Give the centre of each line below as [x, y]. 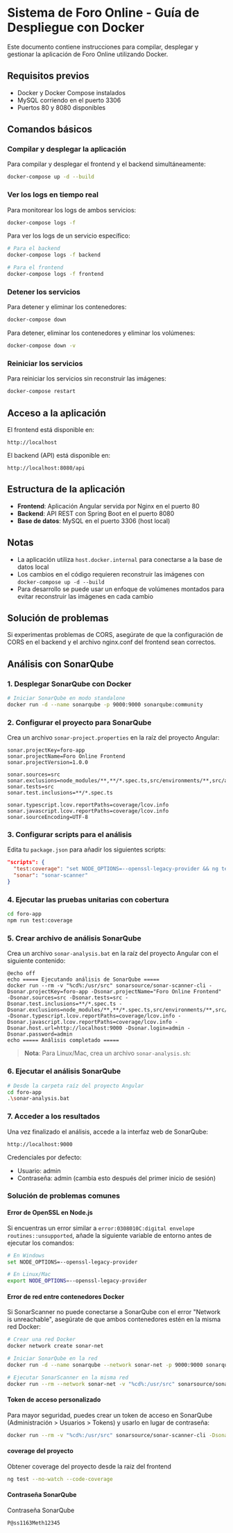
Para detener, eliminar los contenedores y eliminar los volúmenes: [101, 333]
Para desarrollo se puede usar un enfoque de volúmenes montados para [121, 589]
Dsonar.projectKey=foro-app [48, 992]
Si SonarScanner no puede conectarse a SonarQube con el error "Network [114, 1312]
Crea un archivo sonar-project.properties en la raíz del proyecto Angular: [113, 738]
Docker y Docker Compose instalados [71, 92]
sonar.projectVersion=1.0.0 [48, 763]
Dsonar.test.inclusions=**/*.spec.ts [62, 1004]
